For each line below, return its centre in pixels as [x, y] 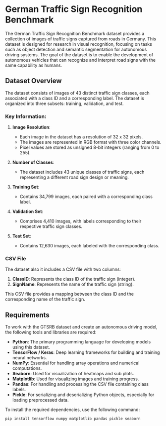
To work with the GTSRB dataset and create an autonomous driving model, [81, 327]
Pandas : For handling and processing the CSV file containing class [80, 384]
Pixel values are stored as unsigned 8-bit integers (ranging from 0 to [89, 147]
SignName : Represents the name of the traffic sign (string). [73, 284]
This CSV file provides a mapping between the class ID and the [69, 294]
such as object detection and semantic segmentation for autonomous [76, 49]
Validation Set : [28, 212]
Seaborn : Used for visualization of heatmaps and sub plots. [73, 374]
